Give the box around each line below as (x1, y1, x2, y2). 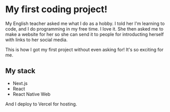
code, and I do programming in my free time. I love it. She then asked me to (5, 25, 164, 32)
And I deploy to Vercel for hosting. (5, 101, 78, 107)
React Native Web (12, 91, 51, 97)
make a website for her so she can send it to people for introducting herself (5, 31, 164, 37)
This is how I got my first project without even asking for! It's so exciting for (5, 46, 164, 52)
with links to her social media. (5, 37, 68, 43)
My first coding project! (5, 4, 108, 15)
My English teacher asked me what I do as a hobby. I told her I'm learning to (5, 20, 165, 26)
